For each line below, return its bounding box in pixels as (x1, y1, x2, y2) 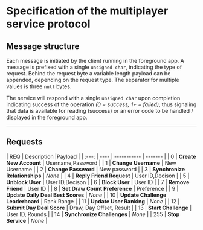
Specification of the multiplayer (6, 4, 169, 18)
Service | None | (6, 217, 48, 224)
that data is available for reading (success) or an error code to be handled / (6, 107, 193, 114)
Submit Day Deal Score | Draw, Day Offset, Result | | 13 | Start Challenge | (6, 204, 192, 211)
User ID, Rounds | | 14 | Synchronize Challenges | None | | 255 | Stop (6, 210, 180, 218)
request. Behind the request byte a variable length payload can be (6, 70, 171, 77)
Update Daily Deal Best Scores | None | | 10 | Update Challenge (6, 191, 167, 199)
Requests (6, 137, 43, 147)
